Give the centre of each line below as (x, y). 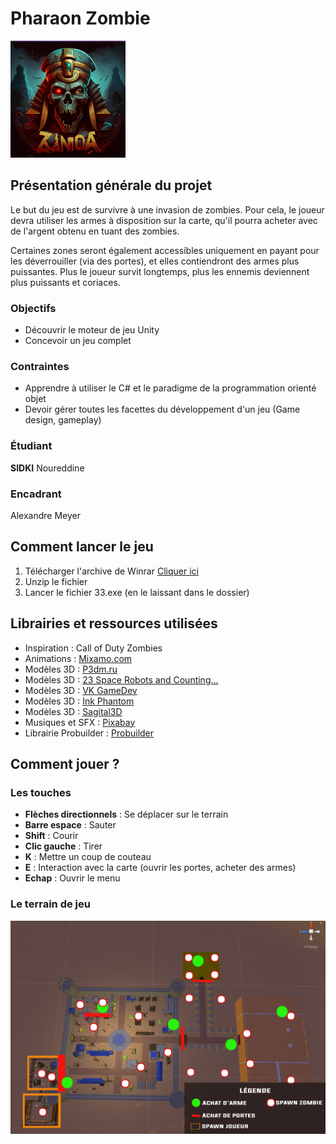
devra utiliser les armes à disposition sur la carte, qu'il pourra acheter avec (164, 220)
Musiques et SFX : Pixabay (80, 722)
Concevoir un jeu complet (78, 341)
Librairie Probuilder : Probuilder (89, 733)
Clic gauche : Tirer (63, 846)
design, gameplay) (63, 420)
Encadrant (36, 494)
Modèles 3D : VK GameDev (81, 690)
